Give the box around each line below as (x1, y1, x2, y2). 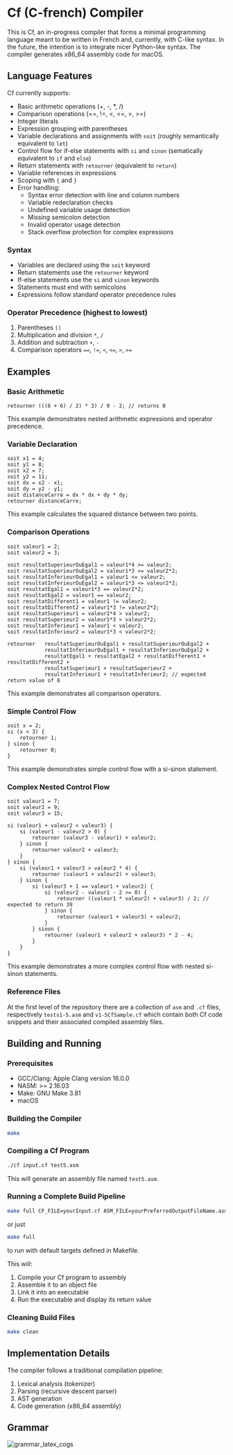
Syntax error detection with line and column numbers (27, 190, 180, 199)
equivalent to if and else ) (17, 154, 92, 162)
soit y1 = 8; (7, 461, 45, 469)
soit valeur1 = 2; (7, 543, 60, 550)
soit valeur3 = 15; (7, 810, 64, 818)
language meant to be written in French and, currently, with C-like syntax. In (7, 35, 224, 43)
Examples (7, 366, 51, 377)
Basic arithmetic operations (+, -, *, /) (17, 102, 123, 111)
